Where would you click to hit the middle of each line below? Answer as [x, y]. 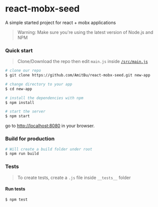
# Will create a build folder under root [49, 149]
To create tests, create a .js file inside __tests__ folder [74, 177]
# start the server [25, 111]
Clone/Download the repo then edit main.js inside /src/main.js [82, 61]
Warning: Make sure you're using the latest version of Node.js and [85, 32]
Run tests [15, 189]
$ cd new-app [19, 89]
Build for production [30, 139]
